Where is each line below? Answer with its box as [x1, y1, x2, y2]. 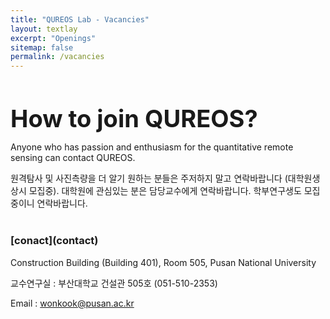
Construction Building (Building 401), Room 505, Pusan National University [10, 256, 317, 268]
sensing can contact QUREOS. [10, 152, 136, 164]
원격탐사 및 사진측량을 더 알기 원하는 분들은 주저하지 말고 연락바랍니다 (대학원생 [10, 172, 321, 185]
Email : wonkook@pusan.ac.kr [10, 297, 135, 309]
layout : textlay [10, 24, 78, 34]
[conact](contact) [10, 234, 99, 248]
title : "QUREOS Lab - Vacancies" [10, 14, 150, 25]
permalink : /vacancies [10, 52, 105, 62]
